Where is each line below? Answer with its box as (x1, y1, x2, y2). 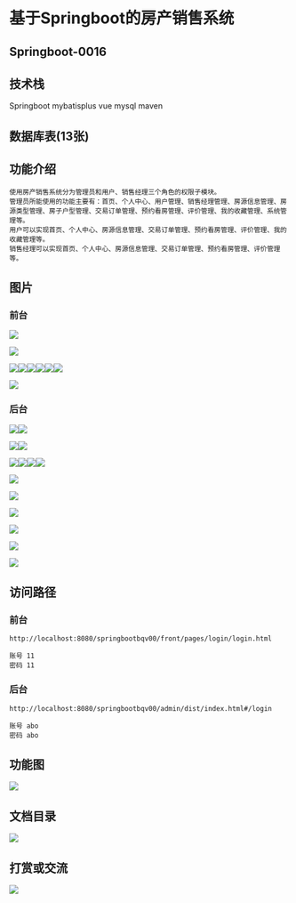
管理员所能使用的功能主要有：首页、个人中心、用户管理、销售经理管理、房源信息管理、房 (9, 197, 287, 206)
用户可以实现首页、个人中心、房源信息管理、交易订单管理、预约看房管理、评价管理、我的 (9, 225, 287, 234)
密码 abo (9, 730, 39, 739)
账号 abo (9, 722, 39, 730)
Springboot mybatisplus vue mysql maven (9, 101, 163, 111)
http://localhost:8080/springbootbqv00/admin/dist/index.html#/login (9, 704, 273, 713)
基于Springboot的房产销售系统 (9, 8, 235, 28)
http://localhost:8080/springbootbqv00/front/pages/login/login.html (9, 634, 273, 643)
